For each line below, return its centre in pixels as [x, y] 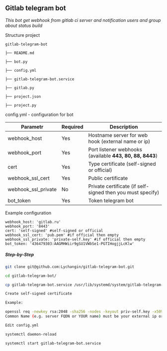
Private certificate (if [112, 186]
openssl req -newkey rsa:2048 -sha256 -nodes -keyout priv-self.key [78, 312]
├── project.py [21, 105]
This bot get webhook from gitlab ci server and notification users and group [83, 20]
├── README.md [20, 53]
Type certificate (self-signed [122, 164]
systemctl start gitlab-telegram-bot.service [53, 343]
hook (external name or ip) [119, 141]
